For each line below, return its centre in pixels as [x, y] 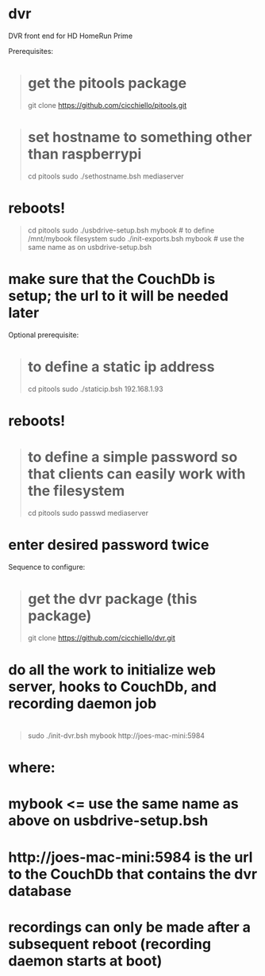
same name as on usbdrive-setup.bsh [90, 247]
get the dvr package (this [112, 599]
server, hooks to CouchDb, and [112, 686]
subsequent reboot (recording [110, 944]
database [40, 891]
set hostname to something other [140, 138]
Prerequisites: [31, 51]
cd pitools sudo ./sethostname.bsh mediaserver [106, 176]
